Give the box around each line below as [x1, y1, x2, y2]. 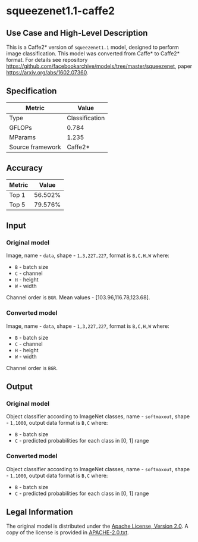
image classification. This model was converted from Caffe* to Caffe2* [6, 50, 180, 57]
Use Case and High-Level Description [6, 28, 148, 38]
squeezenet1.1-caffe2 [6, 4, 115, 18]
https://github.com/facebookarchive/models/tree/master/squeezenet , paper [6, 62, 193, 70]
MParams [9, 133, 36, 141]
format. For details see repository [6, 57, 88, 63]
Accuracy [6, 163, 43, 173]
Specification [6, 86, 57, 96]
